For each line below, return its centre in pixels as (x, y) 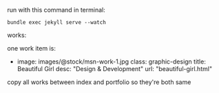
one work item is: (32, 48)
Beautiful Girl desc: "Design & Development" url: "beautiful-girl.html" (114, 69)
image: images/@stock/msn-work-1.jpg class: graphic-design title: (112, 62)
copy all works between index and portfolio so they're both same (99, 82)
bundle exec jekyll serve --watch (57, 23)
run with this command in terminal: (56, 10)
